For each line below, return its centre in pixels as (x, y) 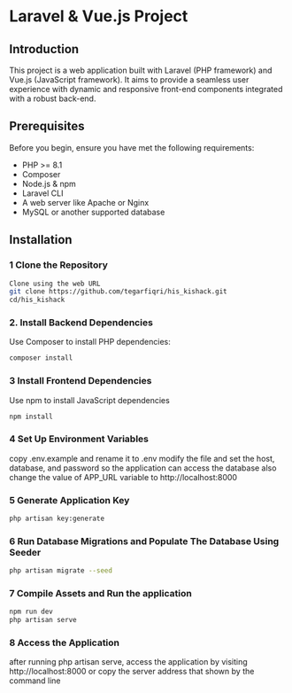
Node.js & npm (49, 183)
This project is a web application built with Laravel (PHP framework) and (141, 70)
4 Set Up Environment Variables (79, 439)
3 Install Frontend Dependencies (81, 381)
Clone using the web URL (55, 284)
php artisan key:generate (57, 519)
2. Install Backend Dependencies (81, 323)
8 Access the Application (65, 642)
